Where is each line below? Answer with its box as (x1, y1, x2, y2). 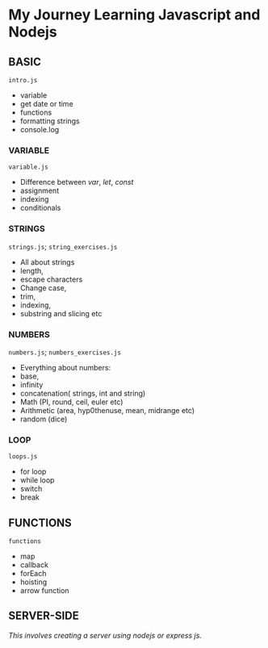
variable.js (8, 163, 48, 171)
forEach (19, 569, 47, 578)
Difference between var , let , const (19, 178, 134, 187)
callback (19, 560, 48, 570)
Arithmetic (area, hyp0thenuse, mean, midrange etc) (19, 405, 195, 415)
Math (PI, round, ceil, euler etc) (19, 397, 124, 407)
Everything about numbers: (19, 362, 111, 372)
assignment (19, 186, 59, 195)
